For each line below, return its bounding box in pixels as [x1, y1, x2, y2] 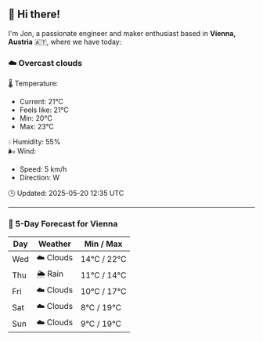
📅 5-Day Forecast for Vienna [8, 219, 118, 230]
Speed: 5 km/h [19, 165, 67, 174]
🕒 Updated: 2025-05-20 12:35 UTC [8, 189, 124, 198]
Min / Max [84, 238, 123, 249]
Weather [38, 238, 72, 249]
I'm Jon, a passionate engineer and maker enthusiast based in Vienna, [8, 28, 236, 38]
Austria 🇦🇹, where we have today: [8, 37, 122, 46]
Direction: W [19, 173, 60, 183]
